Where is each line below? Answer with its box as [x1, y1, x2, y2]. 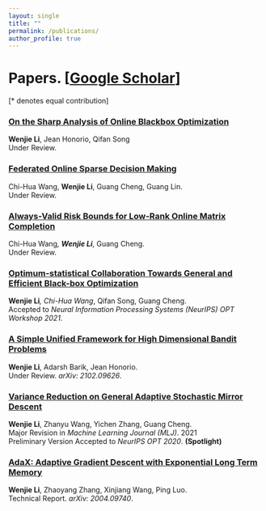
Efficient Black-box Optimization [8, 278, 139, 289]
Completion [8, 220, 56, 231]
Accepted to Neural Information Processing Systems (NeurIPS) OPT [8, 305, 234, 315]
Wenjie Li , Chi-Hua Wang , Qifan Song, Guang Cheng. [8, 296, 188, 306]
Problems [8, 344, 47, 355]
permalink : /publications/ [8, 27, 99, 35]
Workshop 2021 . [8, 313, 63, 323]
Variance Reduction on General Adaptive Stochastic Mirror [8, 391, 243, 402]
